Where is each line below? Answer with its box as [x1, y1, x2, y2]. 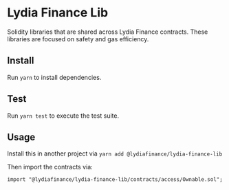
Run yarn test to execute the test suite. [7, 112, 119, 120]
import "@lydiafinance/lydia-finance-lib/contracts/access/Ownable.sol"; [7, 176, 223, 183]
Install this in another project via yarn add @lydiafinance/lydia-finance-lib [7, 149, 223, 158]
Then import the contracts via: [7, 163, 93, 171]
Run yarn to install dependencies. [7, 73, 102, 81]
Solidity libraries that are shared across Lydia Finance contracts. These [7, 28, 208, 36]
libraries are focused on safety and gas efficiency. [7, 34, 149, 43]
